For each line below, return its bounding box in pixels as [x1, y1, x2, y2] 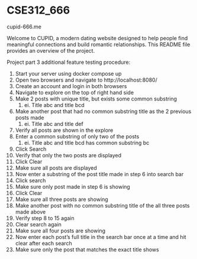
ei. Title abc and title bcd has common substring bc [24, 139, 150, 146]
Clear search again [15, 221, 62, 228]
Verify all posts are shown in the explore [15, 127, 114, 134]
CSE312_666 [7, 4, 70, 17]
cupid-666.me [7, 23, 42, 30]
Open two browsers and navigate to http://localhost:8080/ [15, 76, 157, 83]
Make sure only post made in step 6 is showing [15, 183, 131, 190]
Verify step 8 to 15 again [15, 214, 75, 222]
